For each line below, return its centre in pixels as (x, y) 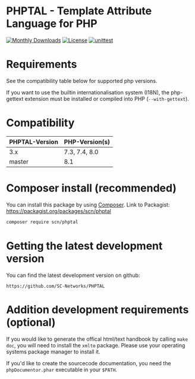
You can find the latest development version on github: (73, 275)
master (19, 161)
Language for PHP (52, 24)
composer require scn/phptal (42, 222)
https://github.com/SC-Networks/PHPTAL (56, 286)
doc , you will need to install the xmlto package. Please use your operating (96, 345)
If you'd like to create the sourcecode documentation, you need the (89, 363)
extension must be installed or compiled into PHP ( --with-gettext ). (107, 98)
